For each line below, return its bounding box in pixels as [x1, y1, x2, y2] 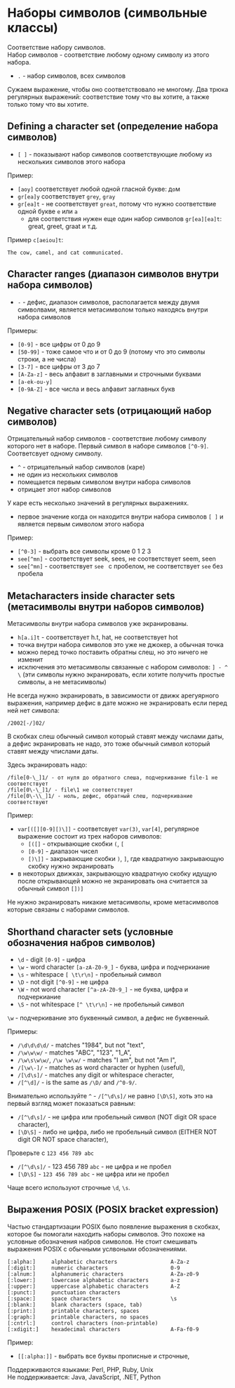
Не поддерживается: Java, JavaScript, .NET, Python [7, 1373, 161, 1381]
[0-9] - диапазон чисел [27, 847, 98, 855]
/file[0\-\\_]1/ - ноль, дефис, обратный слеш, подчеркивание [7, 793, 193, 800]
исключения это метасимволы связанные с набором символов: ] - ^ [17, 663, 228, 672]
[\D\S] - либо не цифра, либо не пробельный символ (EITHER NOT [17, 1128, 217, 1136]
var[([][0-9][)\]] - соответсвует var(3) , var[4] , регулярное [17, 825, 200, 833]
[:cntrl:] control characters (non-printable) [7, 1319, 159, 1327]
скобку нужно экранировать [27, 862, 114, 871]
